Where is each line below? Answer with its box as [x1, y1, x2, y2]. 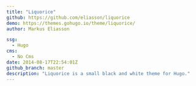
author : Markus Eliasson [6, 25, 70, 32]
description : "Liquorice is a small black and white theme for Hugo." [6, 70, 190, 76]
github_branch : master [6, 65, 64, 71]
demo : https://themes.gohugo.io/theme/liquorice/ [6, 20, 136, 26]
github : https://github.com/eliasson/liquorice [6, 15, 130, 21]
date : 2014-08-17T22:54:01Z [6, 59, 78, 65]
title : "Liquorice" [6, 8, 56, 15]
